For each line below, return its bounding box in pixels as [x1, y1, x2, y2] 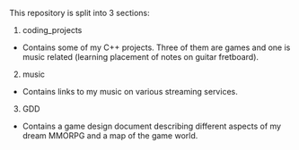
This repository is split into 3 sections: [9, 8, 150, 18]
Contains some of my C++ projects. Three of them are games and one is [22, 42, 291, 53]
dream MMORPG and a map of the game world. [22, 130, 198, 141]
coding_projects [22, 25, 83, 35]
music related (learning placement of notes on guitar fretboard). [22, 52, 259, 62]
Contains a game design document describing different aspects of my [22, 121, 281, 131]
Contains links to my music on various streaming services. [22, 87, 238, 96]
